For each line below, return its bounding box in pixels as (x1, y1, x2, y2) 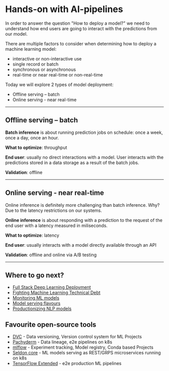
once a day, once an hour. (5, 134, 59, 140)
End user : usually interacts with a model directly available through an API (5, 242, 157, 248)
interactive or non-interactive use (12, 55, 82, 61)
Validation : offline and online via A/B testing (5, 252, 97, 258)
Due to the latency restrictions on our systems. (5, 207, 102, 213)
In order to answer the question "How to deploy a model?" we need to (5, 20, 150, 26)
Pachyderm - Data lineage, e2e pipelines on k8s (12, 339, 112, 345)
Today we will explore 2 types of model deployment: (5, 82, 114, 88)
